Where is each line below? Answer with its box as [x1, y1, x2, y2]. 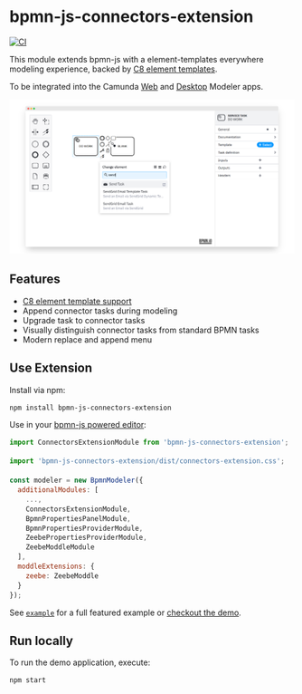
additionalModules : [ [17, 486, 99, 495]
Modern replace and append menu [22, 333, 152, 345]
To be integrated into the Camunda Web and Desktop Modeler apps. [9, 81, 264, 92]
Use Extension [9, 361, 93, 376]
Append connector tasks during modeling [22, 305, 178, 316]
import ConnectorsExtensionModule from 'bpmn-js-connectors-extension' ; [9, 438, 289, 447]
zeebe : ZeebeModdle [25, 571, 99, 581]
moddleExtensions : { [17, 562, 95, 572]
